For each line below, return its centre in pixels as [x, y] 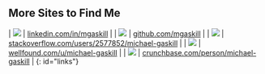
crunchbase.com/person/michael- [199, 52]
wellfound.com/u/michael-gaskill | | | [75, 52]
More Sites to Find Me [64, 13]
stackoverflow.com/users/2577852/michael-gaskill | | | [105, 43]
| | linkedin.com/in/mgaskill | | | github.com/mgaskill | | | [116, 33]
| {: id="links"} [55, 61]
